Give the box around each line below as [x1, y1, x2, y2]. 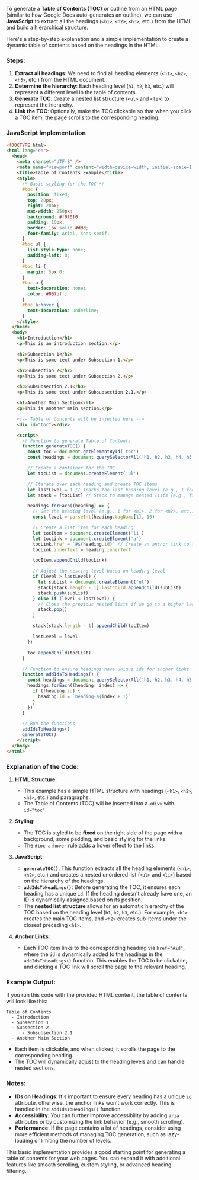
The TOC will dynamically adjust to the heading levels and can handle [14, 1058, 185, 1066]
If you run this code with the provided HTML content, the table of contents [6, 992, 188, 999]
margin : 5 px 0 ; [27, 269, 65, 275]
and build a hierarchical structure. [6, 24, 89, 31]
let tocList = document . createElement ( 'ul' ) [27, 471, 139, 477]
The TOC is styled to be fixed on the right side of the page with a [23, 829, 182, 836]
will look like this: [6, 998, 48, 1005]
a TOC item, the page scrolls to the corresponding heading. [14, 114, 160, 121]
